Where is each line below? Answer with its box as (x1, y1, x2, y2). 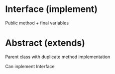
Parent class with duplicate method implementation (5, 54, 111, 60)
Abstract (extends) (5, 37, 86, 49)
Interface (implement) (5, 3, 98, 15)
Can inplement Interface (5, 63, 55, 69)
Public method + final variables (5, 20, 69, 26)
